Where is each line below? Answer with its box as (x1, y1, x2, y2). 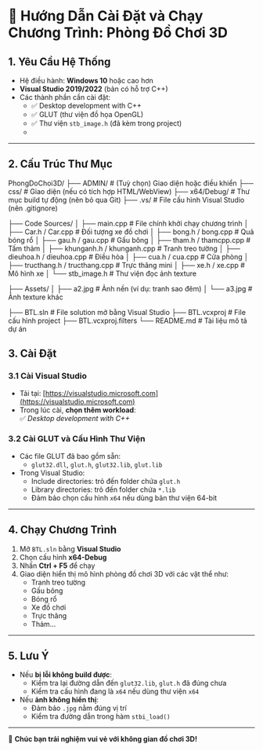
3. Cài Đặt (8, 347, 57, 361)
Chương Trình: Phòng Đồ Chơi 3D (8, 24, 229, 42)
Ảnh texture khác (8, 292, 64, 302)
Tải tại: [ (19, 388, 45, 397)
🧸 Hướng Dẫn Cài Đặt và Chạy (8, 7, 204, 25)
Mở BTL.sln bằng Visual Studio (19, 544, 121, 553)
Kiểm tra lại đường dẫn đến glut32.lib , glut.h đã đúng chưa (31, 679, 227, 688)
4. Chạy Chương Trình (8, 523, 117, 537)
